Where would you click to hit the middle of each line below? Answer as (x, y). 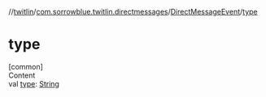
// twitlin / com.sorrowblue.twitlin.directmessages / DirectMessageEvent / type (133, 12)
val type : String (34, 83)
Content (22, 75)
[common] (26, 66)
